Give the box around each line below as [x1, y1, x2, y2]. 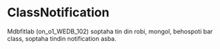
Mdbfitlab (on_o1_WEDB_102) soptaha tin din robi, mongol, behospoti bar [7, 27, 213, 35]
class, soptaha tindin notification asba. [7, 34, 117, 42]
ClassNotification [7, 5, 110, 20]
